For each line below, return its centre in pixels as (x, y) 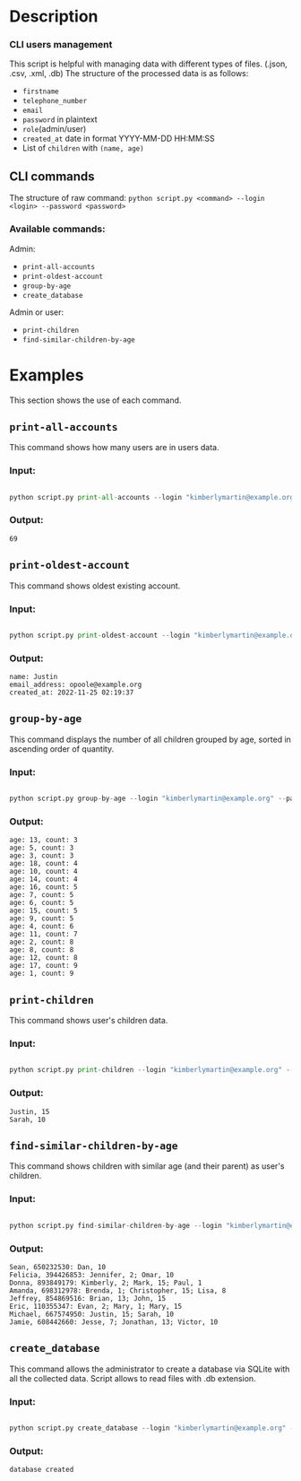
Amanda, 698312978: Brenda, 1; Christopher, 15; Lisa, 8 (118, 1290)
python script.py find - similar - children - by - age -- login (116, 1225)
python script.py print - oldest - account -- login (100, 635)
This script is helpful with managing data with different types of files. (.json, (149, 64)
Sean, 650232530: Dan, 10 (57, 1267)
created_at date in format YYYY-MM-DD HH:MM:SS (118, 139)
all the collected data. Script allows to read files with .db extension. (133, 1378)
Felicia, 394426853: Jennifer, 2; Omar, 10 (92, 1275)
